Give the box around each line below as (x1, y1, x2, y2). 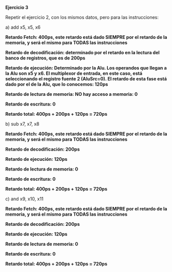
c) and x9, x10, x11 (5, 196, 44, 202)
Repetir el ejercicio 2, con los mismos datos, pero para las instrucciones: (5, 14, 159, 20)
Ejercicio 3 (5, 5, 28, 10)
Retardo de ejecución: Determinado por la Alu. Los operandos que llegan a (5, 65, 167, 71)
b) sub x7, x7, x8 (5, 121, 40, 127)
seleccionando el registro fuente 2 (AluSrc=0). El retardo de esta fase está (5, 76, 167, 81)
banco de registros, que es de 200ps (5, 55, 86, 61)
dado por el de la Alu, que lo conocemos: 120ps (5, 81, 108, 87)
